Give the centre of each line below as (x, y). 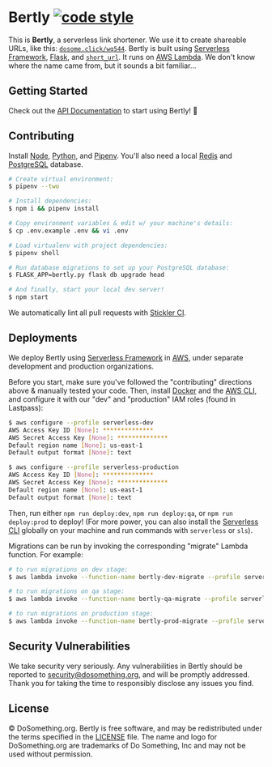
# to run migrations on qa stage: (67, 591)
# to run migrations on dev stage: (68, 569)
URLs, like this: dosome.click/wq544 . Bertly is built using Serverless (119, 48)
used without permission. (51, 754)
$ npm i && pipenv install (54, 209)
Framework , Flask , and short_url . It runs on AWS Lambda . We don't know (132, 57)
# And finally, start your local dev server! (86, 290)
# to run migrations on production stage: (81, 614)
